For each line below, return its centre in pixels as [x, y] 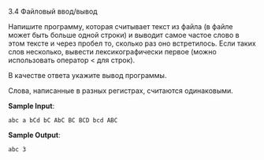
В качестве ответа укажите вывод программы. [87, 75]
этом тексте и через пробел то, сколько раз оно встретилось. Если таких [132, 43]
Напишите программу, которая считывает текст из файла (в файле [121, 26]
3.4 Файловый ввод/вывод [53, 11]
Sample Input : [32, 106]
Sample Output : [34, 135]
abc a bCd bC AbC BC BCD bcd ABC [63, 121]
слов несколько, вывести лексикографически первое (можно [112, 52]
